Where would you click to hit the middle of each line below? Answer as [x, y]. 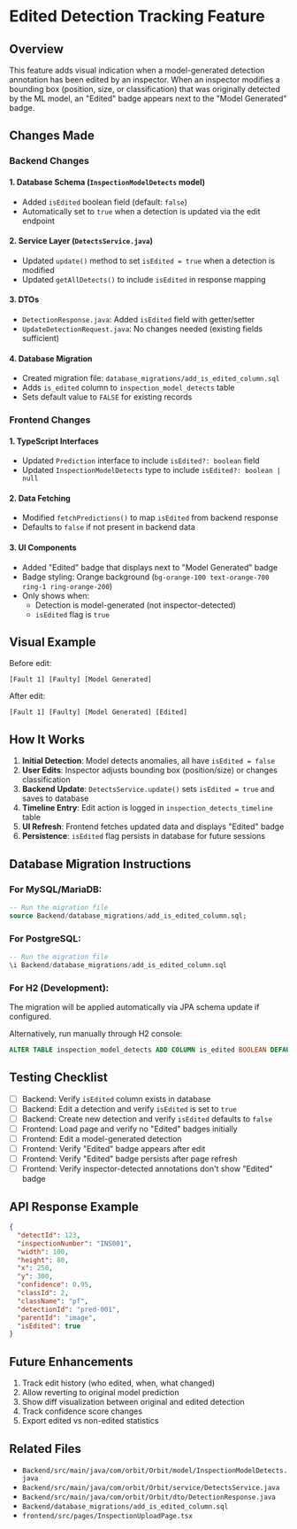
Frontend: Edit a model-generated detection [102, 1139]
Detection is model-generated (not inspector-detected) [136, 605]
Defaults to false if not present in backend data [109, 527]
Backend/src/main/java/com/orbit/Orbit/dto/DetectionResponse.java [148, 1497]
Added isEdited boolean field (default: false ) [105, 202]
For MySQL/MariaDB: [56, 889]
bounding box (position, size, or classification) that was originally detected [145, 89]
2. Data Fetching [40, 498]
